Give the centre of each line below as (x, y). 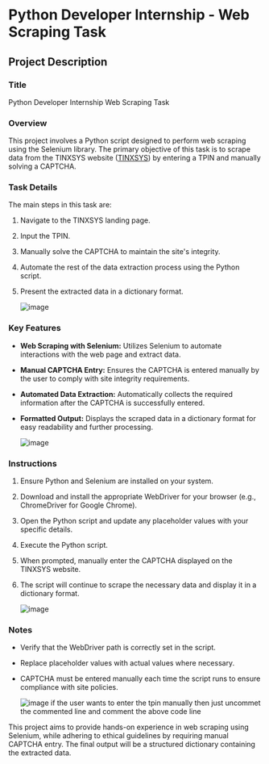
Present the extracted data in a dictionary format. (101, 291)
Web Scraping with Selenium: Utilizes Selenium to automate (121, 345)
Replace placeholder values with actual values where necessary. (127, 663)
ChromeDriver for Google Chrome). (79, 505)
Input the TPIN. (45, 236)
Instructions (33, 463)
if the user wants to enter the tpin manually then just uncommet (156, 703)
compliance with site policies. (69, 687)
